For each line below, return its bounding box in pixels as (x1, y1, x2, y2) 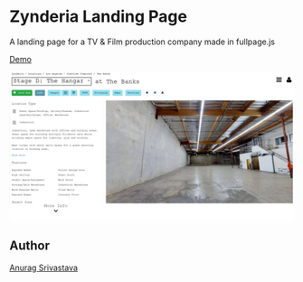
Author (9, 238, 50, 254)
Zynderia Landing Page (9, 6, 188, 27)
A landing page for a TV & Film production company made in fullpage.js (9, 36, 276, 47)
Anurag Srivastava (9, 262, 79, 273)
